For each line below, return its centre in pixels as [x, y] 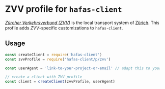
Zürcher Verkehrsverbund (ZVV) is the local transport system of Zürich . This [82, 23]
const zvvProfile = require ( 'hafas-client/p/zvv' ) [58, 59]
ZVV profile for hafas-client [64, 9]
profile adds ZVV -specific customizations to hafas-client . [64, 28]
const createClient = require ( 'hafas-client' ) [54, 55]
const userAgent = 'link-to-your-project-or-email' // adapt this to [78, 68]
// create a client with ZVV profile [44, 77]
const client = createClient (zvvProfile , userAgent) [60, 82]
